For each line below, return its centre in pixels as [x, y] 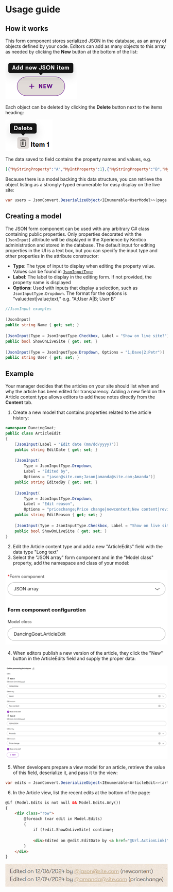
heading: [15, 112]
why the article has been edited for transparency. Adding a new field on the [85, 392]
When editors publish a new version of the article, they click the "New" [88, 653]
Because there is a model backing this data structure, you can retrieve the [84, 179]
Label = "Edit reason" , [49, 504]
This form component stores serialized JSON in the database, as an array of [86, 41]
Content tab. [19, 403]
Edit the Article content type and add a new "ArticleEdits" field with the [88, 546]
